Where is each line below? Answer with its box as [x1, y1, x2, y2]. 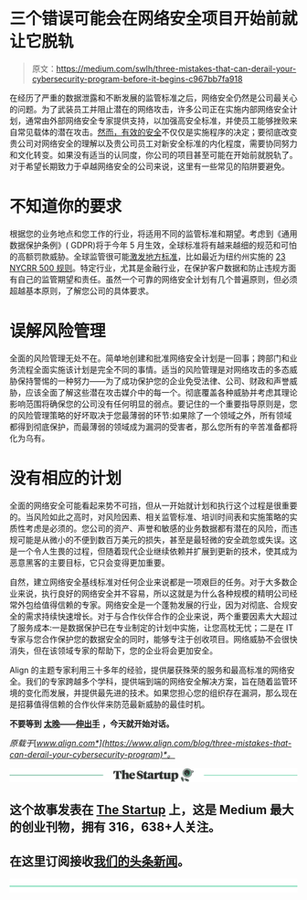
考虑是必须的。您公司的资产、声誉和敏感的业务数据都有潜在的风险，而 [25, 523, 290, 534]
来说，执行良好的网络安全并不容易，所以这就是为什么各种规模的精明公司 [16, 588, 290, 598]
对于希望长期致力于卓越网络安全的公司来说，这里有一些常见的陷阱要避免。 [9, 161, 290, 172]
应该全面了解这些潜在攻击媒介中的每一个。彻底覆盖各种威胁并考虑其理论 [25, 386, 298, 397]
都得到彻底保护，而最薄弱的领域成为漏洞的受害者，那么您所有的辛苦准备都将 [9, 421, 298, 432]
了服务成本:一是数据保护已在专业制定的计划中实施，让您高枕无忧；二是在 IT [9, 622, 294, 633]
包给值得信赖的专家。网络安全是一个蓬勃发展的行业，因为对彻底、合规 [25, 599, 290, 610]
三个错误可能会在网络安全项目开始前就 [9, 8, 299, 29]
